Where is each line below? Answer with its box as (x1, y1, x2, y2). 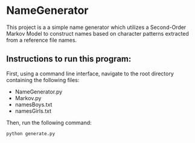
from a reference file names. (6, 36, 77, 43)
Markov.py (14, 94, 42, 101)
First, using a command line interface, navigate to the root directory (6, 70, 174, 77)
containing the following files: (6, 76, 80, 83)
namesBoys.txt (14, 101, 53, 108)
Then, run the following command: (6, 119, 92, 126)
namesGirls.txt (14, 107, 51, 115)
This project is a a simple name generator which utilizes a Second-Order (6, 24, 187, 31)
